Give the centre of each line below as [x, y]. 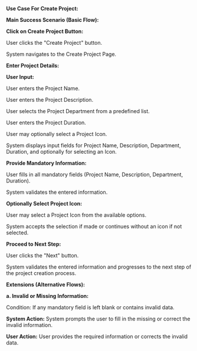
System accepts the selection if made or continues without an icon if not [94, 226]
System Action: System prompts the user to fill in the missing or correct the [98, 319]
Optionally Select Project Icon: [44, 203]
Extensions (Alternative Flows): [46, 284]
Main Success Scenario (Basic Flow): [52, 20]
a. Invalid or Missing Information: [47, 296]
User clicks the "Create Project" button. [54, 43]
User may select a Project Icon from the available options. [76, 215]
